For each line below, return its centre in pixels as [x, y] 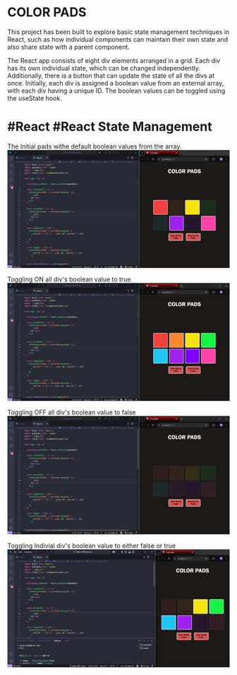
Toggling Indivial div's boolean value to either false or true [92, 546]
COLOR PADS [47, 12]
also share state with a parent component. [69, 47]
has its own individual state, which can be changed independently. [104, 68]
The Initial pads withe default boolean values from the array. [95, 146]
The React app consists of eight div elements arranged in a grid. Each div [114, 60]
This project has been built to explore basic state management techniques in [119, 32]
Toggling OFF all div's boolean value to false [72, 412]
